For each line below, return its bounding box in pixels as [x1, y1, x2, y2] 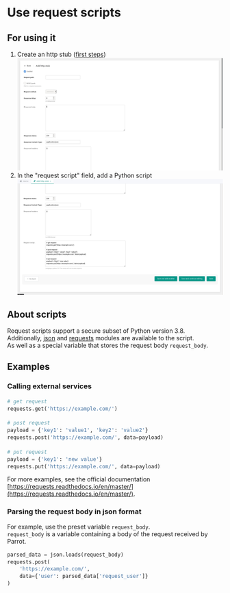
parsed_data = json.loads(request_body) [7, 551, 125, 558]
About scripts [7, 308, 67, 320]
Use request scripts [7, 5, 121, 21]
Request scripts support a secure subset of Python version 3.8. [7, 327, 186, 335]
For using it [7, 32, 56, 44]
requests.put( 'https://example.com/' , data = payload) [7, 463, 161, 470]
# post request [7, 420, 51, 427]
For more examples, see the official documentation [7, 475, 151, 483]
